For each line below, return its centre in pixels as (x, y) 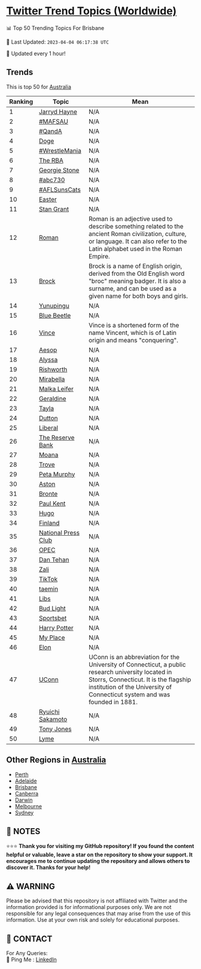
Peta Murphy (57, 474)
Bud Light (52, 608)
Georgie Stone (59, 170)
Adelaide (26, 781)
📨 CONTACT (29, 939)
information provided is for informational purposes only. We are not (89, 907)
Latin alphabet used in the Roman (135, 249)
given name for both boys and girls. (138, 296)
